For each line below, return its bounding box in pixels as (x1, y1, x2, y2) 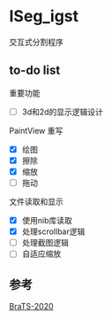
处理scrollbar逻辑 (21, 226, 86, 237)
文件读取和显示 (9, 197, 63, 207)
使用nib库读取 (21, 215, 73, 226)
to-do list (9, 63, 61, 78)
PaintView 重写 (9, 125, 63, 136)
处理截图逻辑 (21, 238, 69, 248)
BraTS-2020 (9, 301, 55, 312)
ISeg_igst (9, 6, 79, 27)
